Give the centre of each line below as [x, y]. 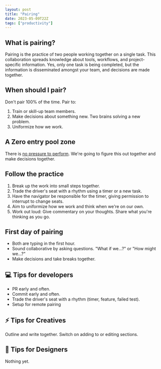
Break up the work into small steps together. [56, 186]
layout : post [18, 9]
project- [137, 60]
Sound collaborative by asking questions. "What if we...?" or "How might [84, 249]
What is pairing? [30, 42]
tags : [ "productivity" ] [29, 23]
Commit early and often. [36, 294]
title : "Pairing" [22, 14]
